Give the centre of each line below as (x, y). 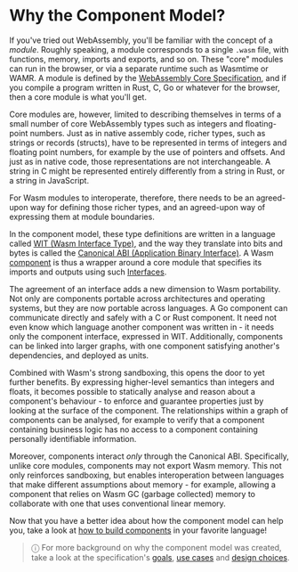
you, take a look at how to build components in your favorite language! (138, 530)
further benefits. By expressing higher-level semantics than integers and (142, 382)
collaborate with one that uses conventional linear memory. (118, 503)
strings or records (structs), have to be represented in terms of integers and (148, 143)
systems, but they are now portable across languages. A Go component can (149, 307)
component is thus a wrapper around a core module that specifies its (136, 262)
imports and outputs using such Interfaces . (88, 272)
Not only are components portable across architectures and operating (137, 298)
